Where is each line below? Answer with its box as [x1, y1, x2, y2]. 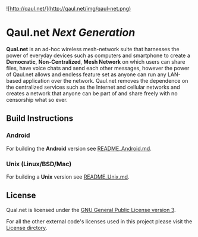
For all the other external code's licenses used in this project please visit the [6, 217, 193, 225]
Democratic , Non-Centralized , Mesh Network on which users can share [6, 58, 186, 65]
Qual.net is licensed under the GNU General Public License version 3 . [6, 206, 177, 213]
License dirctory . [6, 224, 48, 231]
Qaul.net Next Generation [6, 26, 136, 39]
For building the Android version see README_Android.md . [6, 145, 152, 152]
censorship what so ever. [6, 96, 68, 103]
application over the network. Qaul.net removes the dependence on [23, 77, 188, 84]
